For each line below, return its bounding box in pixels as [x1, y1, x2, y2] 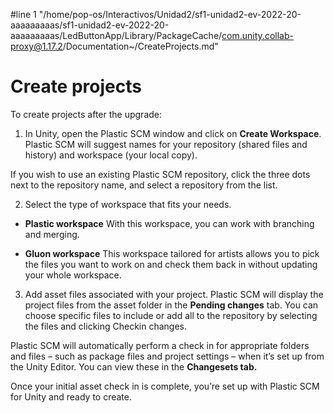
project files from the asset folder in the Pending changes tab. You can [24, 299, 319, 311]
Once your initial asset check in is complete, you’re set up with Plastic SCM [10, 380, 320, 392]
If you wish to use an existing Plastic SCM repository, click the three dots [10, 168, 311, 180]
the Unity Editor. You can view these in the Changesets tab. [10, 360, 258, 373]
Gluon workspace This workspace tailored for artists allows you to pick [24, 247, 320, 259]
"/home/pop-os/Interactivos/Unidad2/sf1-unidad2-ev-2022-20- [38, 9, 302, 20]
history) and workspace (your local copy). [24, 149, 198, 161]
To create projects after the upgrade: [10, 108, 163, 120]
